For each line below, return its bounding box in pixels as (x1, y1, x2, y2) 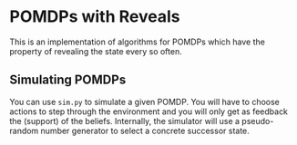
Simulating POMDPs (9, 72, 127, 88)
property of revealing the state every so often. (9, 45, 182, 56)
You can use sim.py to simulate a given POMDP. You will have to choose (9, 96, 281, 107)
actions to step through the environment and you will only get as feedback (9, 106, 289, 117)
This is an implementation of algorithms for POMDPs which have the (9, 36, 266, 47)
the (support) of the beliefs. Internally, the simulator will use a (9, 115, 240, 126)
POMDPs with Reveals (9, 6, 180, 27)
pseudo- (241, 115, 274, 126)
